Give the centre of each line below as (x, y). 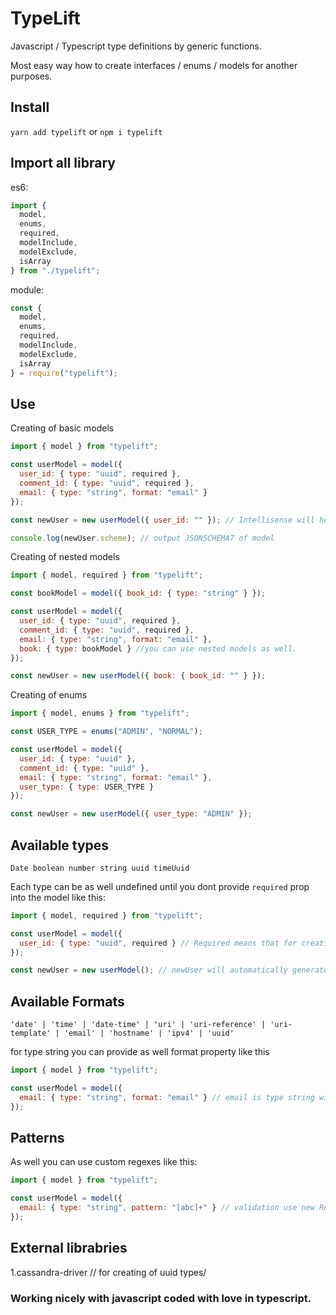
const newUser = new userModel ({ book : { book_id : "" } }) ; (138, 676)
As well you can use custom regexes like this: (104, 1162)
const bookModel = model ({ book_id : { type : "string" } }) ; (138, 593)
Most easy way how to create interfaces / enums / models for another (154, 65)
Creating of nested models (65, 557)
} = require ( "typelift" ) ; (64, 373)
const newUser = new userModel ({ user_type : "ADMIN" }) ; (131, 814)
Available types (60, 845)
